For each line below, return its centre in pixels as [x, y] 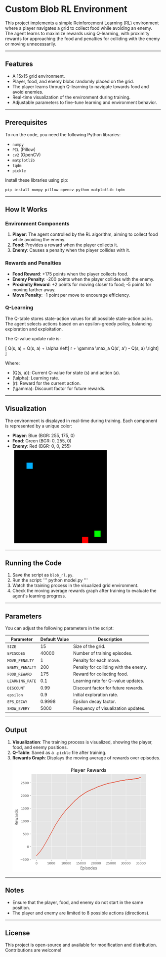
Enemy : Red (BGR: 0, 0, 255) [41, 446]
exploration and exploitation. [34, 329]
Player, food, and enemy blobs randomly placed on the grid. [73, 81]
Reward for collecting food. [101, 674]
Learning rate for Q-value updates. [109, 681]
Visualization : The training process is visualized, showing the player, [83, 742]
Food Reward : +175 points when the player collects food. [70, 274]
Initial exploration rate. [96, 694]
